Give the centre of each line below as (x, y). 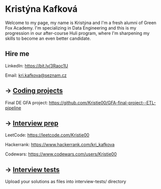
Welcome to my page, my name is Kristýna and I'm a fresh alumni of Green (81, 23)
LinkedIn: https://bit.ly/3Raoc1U (37, 65)
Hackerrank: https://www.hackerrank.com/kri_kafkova (60, 145)
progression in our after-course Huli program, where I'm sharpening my (77, 33)
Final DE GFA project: (27, 102)
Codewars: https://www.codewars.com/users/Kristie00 (61, 154)
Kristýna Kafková (41, 9)
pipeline (13, 108)
